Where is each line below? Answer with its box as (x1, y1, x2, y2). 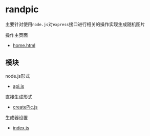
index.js (12, 124, 30, 131)
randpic (5, 4, 39, 15)
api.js (12, 83, 25, 89)
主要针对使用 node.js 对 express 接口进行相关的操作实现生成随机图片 (5, 21, 145, 27)
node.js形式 (5, 73, 30, 79)
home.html (12, 42, 36, 48)
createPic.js (12, 104, 38, 110)
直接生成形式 (5, 94, 32, 100)
